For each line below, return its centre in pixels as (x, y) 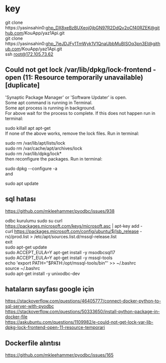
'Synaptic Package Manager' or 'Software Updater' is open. (66, 97)
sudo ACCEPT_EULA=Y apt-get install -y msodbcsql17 (60, 252)
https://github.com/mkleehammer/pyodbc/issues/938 (60, 211)
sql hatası (21, 199)
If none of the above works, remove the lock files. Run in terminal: (72, 133)
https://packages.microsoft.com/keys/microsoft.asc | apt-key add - (74, 226)
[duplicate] (23, 85)
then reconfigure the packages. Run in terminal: (54, 159)
